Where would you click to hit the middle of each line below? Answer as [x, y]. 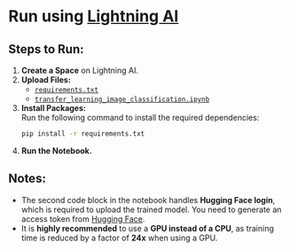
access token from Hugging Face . [83, 218]
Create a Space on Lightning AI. [80, 70]
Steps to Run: [47, 49]
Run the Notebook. [56, 150]
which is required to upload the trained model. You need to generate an [151, 209]
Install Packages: [53, 108]
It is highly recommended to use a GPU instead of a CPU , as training [147, 228]
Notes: [27, 179]
